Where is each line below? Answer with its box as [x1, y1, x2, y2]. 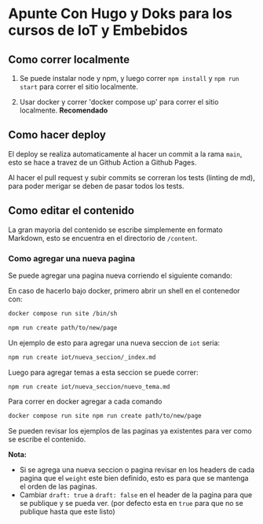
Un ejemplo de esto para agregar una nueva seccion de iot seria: [8, 338, 221, 347]
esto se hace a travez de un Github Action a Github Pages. [8, 157, 197, 167]
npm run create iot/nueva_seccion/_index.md [8, 353, 156, 361]
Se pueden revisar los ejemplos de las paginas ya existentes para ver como [8, 426, 253, 436]
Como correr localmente [8, 53, 130, 66]
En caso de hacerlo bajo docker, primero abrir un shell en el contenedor [8, 286, 241, 295]
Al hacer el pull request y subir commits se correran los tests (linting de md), [8, 172, 255, 182]
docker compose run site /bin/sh [8, 309, 118, 317]
